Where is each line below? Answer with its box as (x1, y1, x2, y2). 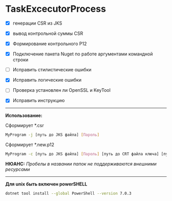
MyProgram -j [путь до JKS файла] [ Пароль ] (5, 132, 100, 137)
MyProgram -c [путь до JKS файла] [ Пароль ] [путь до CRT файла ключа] (5, 152, 159, 157)
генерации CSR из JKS (12, 20, 62, 26)
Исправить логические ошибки (12, 77, 82, 83)
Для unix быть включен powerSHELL (5, 181, 88, 187)
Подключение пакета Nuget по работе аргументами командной (12, 51, 153, 57)
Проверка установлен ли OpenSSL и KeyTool (12, 87, 111, 93)
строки (12, 57, 29, 63)
